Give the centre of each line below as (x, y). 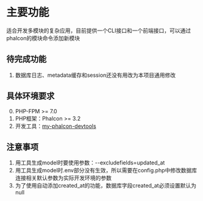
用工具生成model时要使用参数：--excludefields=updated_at (90, 163)
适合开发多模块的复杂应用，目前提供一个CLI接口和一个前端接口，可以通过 (98, 30)
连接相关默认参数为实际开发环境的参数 (63, 178)
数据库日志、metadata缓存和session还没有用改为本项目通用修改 (95, 75)
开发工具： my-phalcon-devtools (55, 126)
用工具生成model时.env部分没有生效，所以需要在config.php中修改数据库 (106, 171)
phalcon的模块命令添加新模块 (43, 38)
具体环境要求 (30, 96)
